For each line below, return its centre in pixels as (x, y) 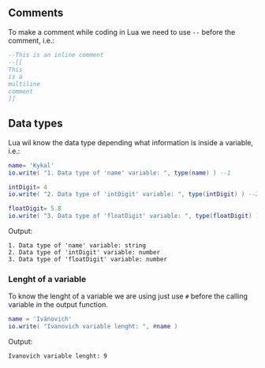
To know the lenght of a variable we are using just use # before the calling (128, 296)
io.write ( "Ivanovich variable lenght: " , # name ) (93, 327)
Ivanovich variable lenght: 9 (58, 356)
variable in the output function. (58, 305)
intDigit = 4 (28, 187)
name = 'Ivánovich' (40, 319)
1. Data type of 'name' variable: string (77, 246)
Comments (36, 13)
